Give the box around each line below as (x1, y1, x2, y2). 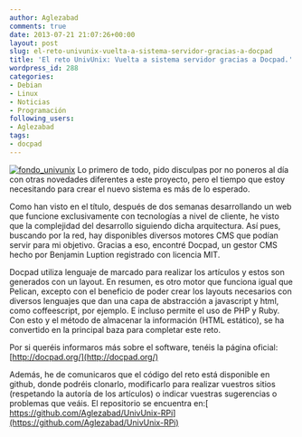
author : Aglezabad (9, 13, 79, 23)
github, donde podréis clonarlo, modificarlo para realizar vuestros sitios (9, 378, 276, 389)
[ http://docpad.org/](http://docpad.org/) (9, 351, 159, 362)
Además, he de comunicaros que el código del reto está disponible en (9, 368, 270, 380)
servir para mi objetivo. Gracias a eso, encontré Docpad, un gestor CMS (9, 239, 278, 250)
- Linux (9, 89, 39, 98)
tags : (9, 131, 30, 140)
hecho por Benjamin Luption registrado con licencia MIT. (9, 249, 221, 260)
